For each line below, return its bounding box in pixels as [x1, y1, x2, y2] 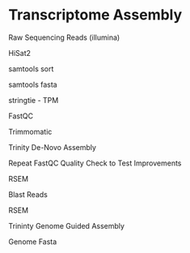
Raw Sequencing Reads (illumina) [8, 32, 120, 42]
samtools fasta [8, 79, 58, 89]
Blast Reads [8, 189, 49, 199]
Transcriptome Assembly [8, 6, 183, 24]
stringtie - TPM [8, 95, 59, 105]
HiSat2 [8, 48, 31, 58]
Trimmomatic [8, 126, 53, 136]
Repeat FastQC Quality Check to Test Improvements [8, 158, 182, 168]
